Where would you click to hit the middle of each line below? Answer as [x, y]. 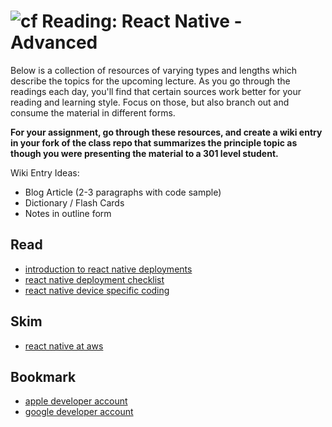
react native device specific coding [97, 290]
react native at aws [64, 346]
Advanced [54, 42]
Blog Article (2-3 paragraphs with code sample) [123, 192]
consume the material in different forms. [93, 112]
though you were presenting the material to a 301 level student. [144, 153]
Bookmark [43, 376]
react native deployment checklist [94, 279]
